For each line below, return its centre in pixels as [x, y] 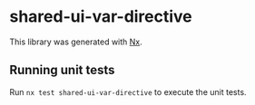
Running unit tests [62, 70]
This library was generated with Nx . [76, 42]
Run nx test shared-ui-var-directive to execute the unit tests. [128, 91]
